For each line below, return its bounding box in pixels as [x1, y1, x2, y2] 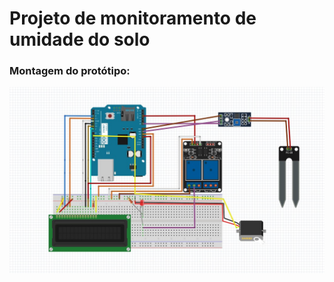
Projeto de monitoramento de [9, 7, 257, 30]
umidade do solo [9, 28, 151, 51]
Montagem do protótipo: [9, 64, 131, 78]
